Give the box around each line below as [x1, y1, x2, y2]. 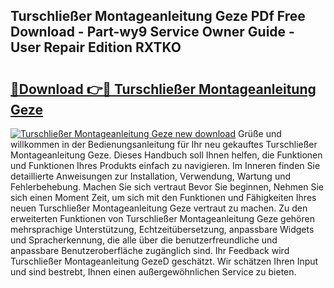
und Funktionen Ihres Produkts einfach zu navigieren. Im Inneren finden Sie [10, 160, 321, 171]
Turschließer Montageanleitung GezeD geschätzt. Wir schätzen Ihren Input [10, 255, 319, 267]
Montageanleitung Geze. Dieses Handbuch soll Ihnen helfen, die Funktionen [10, 149, 323, 161]
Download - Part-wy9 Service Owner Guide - [10, 24, 295, 41]
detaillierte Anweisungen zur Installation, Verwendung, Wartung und [10, 170, 292, 182]
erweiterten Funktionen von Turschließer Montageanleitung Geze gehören [10, 213, 315, 224]
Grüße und [237, 128, 282, 139]
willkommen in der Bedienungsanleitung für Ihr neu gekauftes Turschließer [10, 139, 318, 150]
